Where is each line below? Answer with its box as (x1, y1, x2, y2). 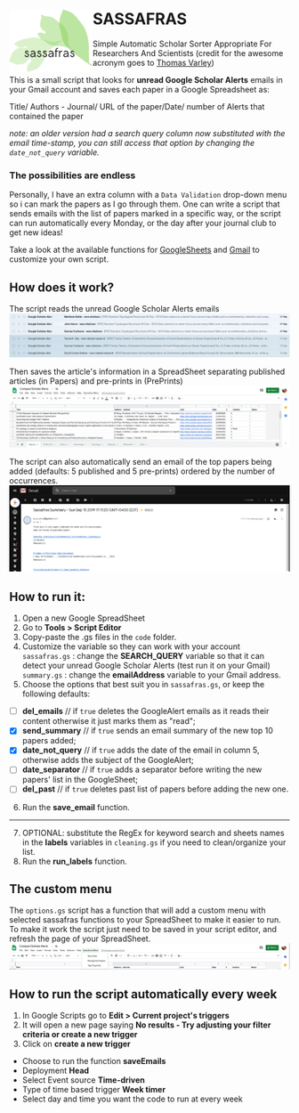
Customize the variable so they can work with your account (21, 641, 240, 652)
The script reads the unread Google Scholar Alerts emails (9, 304, 220, 314)
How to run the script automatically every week (9, 987, 278, 1002)
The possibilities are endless (9, 169, 136, 182)
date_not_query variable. (9, 147, 100, 158)
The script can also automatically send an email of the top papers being (9, 456, 272, 467)
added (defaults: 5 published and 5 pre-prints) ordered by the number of (9, 466, 276, 476)
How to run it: (9, 589, 86, 605)
